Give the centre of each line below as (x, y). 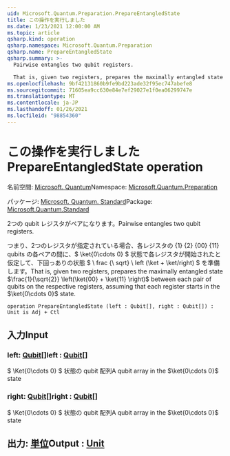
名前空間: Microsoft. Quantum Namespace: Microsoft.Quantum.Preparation (113, 187)
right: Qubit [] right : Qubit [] (52, 397)
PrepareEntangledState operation (105, 167)
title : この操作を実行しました (46, 20)
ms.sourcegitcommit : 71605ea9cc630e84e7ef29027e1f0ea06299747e (100, 90)
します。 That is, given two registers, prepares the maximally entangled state (115, 271)
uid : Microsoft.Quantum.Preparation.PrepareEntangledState (94, 13)
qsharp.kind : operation (41, 39)
